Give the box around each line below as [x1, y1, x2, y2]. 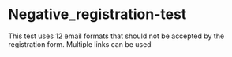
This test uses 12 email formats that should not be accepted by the [8, 31, 225, 41]
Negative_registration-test [8, 5, 187, 23]
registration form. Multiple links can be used [8, 39, 152, 48]
